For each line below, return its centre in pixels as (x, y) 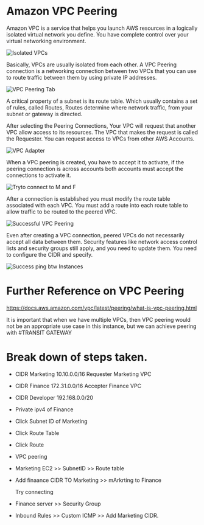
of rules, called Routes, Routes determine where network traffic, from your (100, 107)
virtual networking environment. (46, 41)
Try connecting (34, 492)
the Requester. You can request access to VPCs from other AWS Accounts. (100, 139)
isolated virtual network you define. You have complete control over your (97, 34)
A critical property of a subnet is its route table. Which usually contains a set (102, 101)
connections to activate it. (39, 175)
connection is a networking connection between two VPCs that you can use (101, 71)
